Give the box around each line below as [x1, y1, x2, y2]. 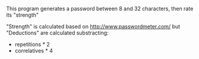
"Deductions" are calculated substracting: [6, 29, 109, 36]
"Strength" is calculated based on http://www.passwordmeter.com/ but [6, 23, 181, 30]
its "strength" [6, 11, 39, 18]
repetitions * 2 [14, 41, 50, 48]
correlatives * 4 [14, 47, 53, 54]
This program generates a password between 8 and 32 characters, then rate [6, 5, 194, 12]
